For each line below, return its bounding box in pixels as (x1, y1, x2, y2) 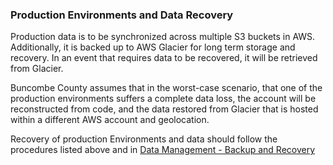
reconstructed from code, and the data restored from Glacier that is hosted (10, 103, 319, 115)
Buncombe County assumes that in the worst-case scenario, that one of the (10, 82, 323, 94)
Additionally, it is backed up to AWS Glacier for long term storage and (10, 41, 296, 53)
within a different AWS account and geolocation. (10, 114, 210, 126)
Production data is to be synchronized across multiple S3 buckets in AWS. (10, 31, 316, 43)
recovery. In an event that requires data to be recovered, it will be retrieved (10, 52, 318, 64)
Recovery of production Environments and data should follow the (10, 133, 278, 145)
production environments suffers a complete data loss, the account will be (10, 93, 317, 105)
